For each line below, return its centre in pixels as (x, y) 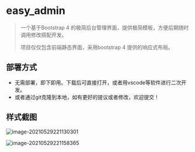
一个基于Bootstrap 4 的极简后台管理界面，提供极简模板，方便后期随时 (105, 27)
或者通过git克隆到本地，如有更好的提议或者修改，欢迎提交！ (87, 97)
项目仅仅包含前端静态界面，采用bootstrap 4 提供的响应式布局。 (97, 47)
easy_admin (36, 11)
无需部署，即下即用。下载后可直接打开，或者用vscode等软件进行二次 (98, 82)
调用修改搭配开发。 (44, 35)
